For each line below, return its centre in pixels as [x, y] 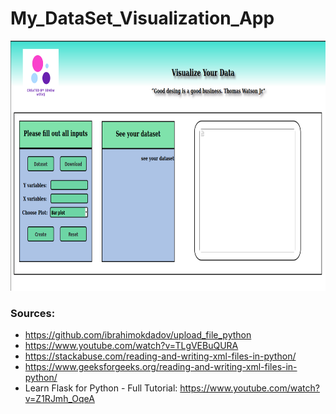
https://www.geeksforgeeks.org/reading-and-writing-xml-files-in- [161, 367]
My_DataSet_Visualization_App [142, 18]
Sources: [33, 313]
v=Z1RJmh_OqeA [59, 399]
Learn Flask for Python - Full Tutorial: [101, 388]
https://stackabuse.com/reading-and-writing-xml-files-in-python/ [160, 356]
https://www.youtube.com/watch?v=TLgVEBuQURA [131, 346]
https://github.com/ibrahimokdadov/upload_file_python [138, 335]
